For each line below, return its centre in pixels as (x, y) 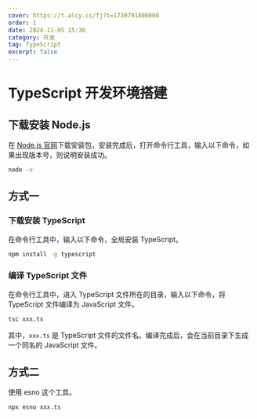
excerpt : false (33, 52)
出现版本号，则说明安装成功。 (63, 155)
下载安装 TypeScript (47, 221)
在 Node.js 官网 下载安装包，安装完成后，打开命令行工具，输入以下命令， (125, 145)
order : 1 (22, 23)
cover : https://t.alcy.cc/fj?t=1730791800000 (83, 15)
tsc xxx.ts (26, 319)
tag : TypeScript (34, 45)
